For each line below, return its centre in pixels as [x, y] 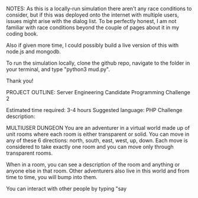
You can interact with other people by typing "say [66, 189]
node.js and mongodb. [33, 52]
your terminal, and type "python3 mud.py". [58, 69]
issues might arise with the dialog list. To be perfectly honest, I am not [91, 21]
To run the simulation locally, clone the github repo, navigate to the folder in [98, 63]
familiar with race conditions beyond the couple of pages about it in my [92, 27]
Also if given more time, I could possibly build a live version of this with [92, 45]
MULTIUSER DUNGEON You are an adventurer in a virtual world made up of [98, 128]
